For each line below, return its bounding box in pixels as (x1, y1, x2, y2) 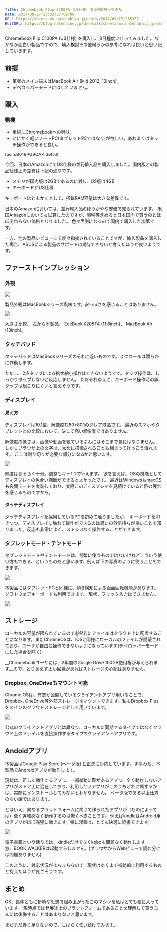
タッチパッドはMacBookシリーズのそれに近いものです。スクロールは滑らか (5, 353, 159, 359)
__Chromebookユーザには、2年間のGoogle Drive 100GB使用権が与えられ (5, 660, 154, 666)
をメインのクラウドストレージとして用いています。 (5, 704, 109, 710)
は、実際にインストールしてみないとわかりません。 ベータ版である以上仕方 (5, 790, 159, 796)
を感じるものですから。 (5, 489, 53, 495)
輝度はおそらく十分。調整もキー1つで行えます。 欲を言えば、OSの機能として (5, 470, 162, 476)
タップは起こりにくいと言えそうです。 (5, 382, 83, 389)
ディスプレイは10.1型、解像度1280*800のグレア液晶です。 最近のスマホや (5, 422, 156, 428)
